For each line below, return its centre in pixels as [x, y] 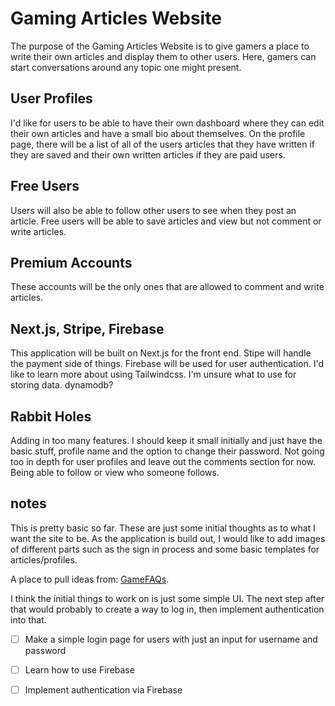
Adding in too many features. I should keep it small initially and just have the [166, 440]
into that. [28, 619]
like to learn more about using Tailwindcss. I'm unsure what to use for [153, 374]
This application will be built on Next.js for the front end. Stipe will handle [161, 353]
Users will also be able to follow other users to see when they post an [153, 210]
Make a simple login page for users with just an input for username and [171, 639]
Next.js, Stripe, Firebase [87, 328]
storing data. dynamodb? [62, 385]
